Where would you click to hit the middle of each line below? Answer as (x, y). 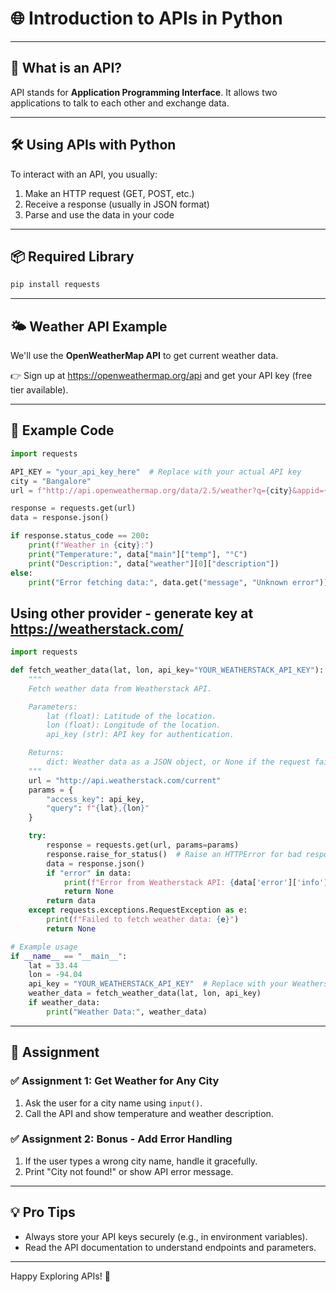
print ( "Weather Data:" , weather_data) (127, 1012)
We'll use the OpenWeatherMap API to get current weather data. (144, 356)
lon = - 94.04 (55, 975)
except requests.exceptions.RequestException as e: (138, 910)
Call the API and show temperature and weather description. (149, 1113)
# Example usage (44, 947)
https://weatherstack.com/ (97, 628)
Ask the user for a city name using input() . (113, 1103)
